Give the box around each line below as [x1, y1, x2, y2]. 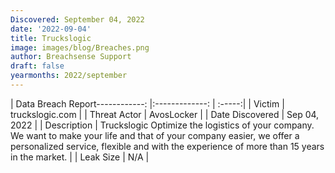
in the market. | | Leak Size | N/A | [10, 151, 150, 163]
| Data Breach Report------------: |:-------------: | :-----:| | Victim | [10, 97, 285, 110]
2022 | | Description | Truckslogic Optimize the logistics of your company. [10, 119, 315, 131]
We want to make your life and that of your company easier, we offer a [10, 129, 300, 141]
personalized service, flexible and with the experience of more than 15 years [10, 140, 325, 152]
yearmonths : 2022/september [10, 71, 128, 81]
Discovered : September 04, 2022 [10, 14, 145, 25]
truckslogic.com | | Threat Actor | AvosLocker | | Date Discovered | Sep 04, [10, 108, 320, 120]
